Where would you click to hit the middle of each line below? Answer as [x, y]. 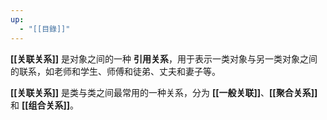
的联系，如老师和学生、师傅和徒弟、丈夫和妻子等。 [115, 71]
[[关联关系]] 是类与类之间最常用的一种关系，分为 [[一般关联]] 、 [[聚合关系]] [164, 92]
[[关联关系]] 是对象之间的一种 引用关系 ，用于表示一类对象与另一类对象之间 [164, 58]
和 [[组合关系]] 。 [45, 105]
